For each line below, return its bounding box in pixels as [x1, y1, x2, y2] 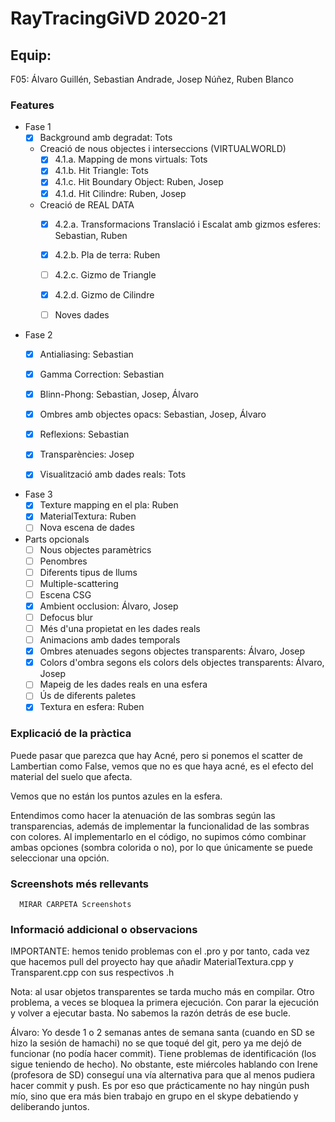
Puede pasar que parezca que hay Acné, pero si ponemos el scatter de [10, 749, 304, 761]
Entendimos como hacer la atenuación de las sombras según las [10, 809, 276, 821]
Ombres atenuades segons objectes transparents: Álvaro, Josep [39, 645, 306, 657]
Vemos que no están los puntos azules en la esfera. [10, 790, 223, 802]
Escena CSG [39, 588, 92, 601]
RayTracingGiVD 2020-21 [10, 7, 227, 30]
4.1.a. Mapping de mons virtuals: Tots [54, 153, 208, 166]
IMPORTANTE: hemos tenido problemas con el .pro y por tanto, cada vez [10, 945, 311, 957]
